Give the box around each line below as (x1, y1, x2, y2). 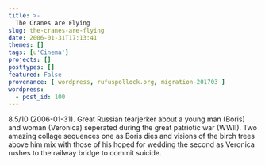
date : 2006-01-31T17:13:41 (8, 33, 98, 42)
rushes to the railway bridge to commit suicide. (8, 148, 162, 158)
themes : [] (8, 41, 44, 49)
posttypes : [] (8, 63, 56, 71)
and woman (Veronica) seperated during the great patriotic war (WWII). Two (8, 123, 258, 132)
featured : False (8, 71, 62, 79)
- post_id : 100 (15, 93, 66, 101)
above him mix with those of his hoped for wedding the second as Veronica (8, 140, 255, 149)
